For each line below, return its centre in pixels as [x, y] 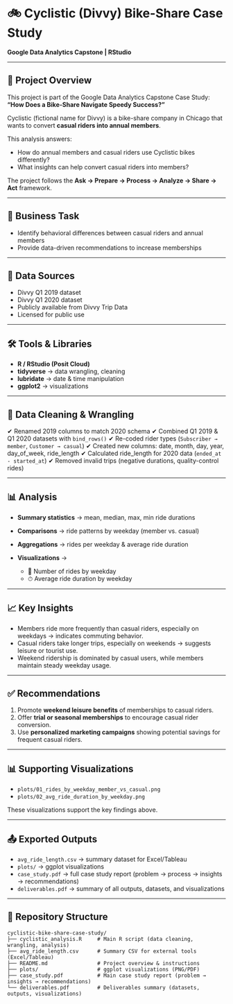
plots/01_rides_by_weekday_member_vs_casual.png [89, 790]
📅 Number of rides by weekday [72, 571]
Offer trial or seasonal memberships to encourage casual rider [108, 717]
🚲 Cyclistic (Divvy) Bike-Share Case [115, 14]
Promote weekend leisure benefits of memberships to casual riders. [115, 710]
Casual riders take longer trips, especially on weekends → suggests [114, 643]
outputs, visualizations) [44, 994]
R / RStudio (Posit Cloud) [53, 364]
